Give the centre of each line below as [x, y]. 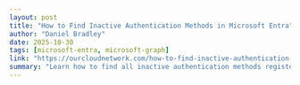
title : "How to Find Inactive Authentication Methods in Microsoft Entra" [151, 26]
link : [19, 58]
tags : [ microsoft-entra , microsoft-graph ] [89, 50]
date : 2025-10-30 [42, 42]
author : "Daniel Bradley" [57, 34]
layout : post [33, 17]
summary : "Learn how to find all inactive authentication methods [135, 67]
